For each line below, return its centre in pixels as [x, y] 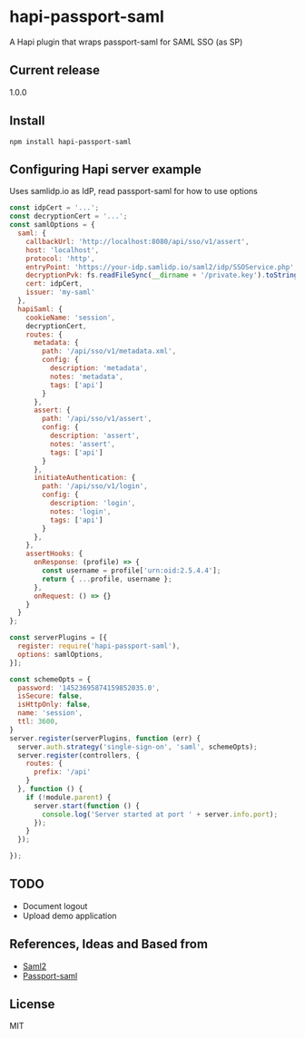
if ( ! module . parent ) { [69, 797]
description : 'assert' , [95, 436]
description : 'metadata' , [98, 368]
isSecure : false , [50, 696]
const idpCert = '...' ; [54, 208]
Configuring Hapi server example [105, 169]
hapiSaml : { [40, 309]
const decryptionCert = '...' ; [69, 216]
